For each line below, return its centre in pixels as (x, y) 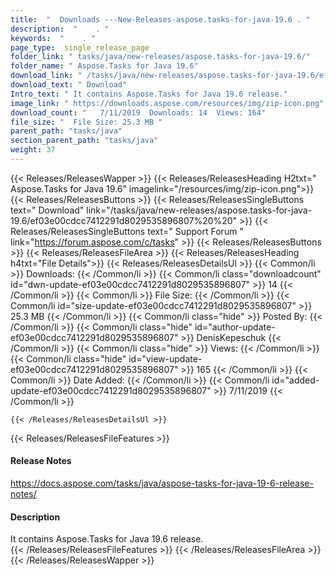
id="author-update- (235, 327)
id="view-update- (165, 358)
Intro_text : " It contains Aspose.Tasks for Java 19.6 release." (149, 94)
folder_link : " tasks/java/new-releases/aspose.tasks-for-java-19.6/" (160, 57)
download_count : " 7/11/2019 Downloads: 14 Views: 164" (138, 112)
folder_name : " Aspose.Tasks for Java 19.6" (104, 66)
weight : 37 (33, 150)
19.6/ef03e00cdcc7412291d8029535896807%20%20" (124, 220)
